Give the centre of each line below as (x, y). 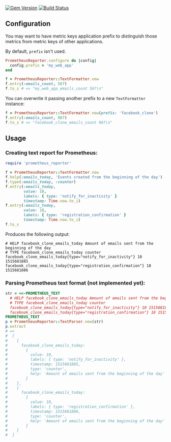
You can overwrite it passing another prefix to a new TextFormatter (76, 99)
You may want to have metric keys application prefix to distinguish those (81, 36)
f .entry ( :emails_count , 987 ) (36, 118)
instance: (15, 104)
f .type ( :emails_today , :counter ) (41, 182)
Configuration (28, 24)
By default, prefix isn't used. (36, 51)
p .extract (16, 327)
